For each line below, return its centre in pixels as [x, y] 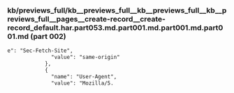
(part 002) [48, 36]
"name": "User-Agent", [84, 76]
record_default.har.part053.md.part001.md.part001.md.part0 [115, 28]
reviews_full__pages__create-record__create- [87, 19]
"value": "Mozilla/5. [82, 83]
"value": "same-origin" [86, 58]
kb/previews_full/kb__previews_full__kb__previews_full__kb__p [117, 10]
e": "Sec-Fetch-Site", [40, 51]
